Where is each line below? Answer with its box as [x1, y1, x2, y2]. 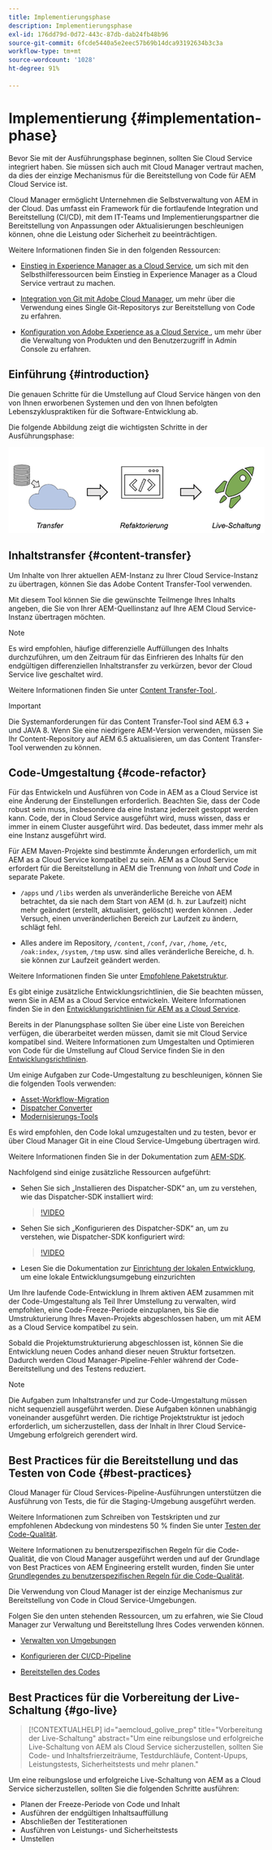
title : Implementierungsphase [8, 13, 111, 21]
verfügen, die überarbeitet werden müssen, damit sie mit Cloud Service [8, 1028, 248, 1039]
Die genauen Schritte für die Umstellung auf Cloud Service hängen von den [8, 389, 261, 399]
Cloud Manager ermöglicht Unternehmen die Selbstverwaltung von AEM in [8, 195, 258, 205]
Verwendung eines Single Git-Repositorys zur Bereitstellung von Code [19, 302, 256, 312]
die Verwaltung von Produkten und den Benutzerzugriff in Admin [19, 335, 237, 345]
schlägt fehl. [19, 923, 63, 932]
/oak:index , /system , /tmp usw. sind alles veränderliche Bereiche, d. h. [19, 947, 254, 957]
